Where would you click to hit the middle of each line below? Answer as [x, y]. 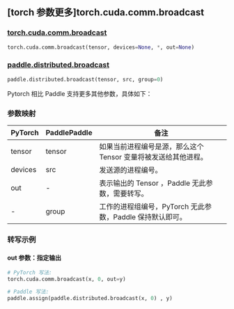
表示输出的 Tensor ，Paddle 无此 [153, 183]
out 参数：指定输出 [34, 257]
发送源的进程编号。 [131, 171]
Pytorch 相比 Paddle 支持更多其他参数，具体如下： [80, 93]
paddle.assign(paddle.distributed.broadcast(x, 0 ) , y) [90, 298]
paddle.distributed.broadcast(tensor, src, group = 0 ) [85, 79]
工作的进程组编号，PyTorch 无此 [152, 207]
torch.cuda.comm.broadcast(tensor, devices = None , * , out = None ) [101, 47]
